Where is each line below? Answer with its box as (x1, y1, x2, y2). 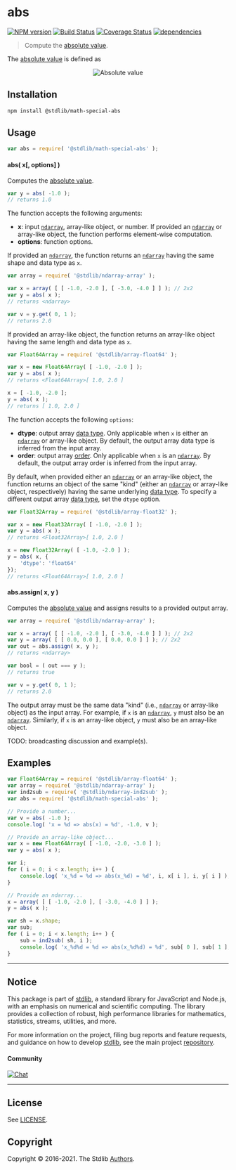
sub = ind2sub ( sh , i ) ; (20, 937, 93, 944)
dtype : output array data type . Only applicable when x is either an (17, 429, 209, 437)
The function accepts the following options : (7, 415, 133, 424)
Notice (7, 976, 37, 988)
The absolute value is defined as (7, 54, 102, 63)
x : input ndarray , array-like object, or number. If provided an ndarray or (17, 223, 223, 231)
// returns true (7, 668, 55, 675)
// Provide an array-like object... (7, 833, 114, 840)
